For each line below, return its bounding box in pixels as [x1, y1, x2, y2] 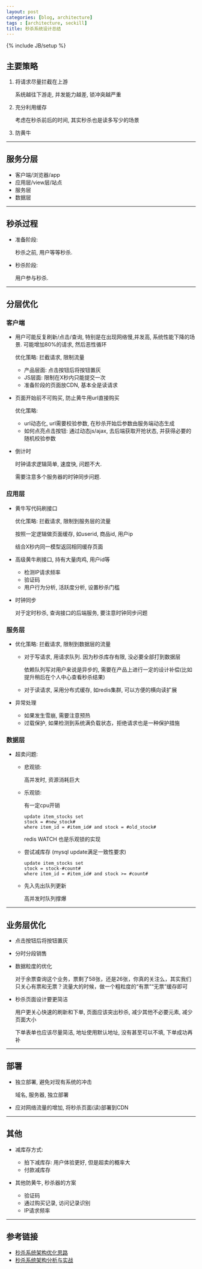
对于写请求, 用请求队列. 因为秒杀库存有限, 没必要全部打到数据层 [23, 653, 181, 660]
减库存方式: [14, 1146, 43, 1153]
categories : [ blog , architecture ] [6, 14, 93, 20]
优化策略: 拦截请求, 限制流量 [14, 354, 85, 361]
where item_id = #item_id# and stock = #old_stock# [23, 825, 156, 831]
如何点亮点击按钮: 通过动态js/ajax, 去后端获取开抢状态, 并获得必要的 [23, 428, 192, 435]
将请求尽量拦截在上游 [14, 78, 68, 85]
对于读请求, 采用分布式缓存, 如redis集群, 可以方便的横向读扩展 [23, 686, 177, 693]
